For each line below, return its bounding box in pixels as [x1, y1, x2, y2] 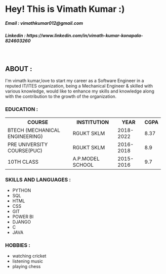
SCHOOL [72, 161, 94, 168]
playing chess [12, 264, 41, 270]
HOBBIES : [5, 241, 31, 248]
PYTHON [12, 187, 31, 193]
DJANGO [12, 219, 31, 225]
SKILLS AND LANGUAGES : [5, 176, 71, 183]
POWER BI [12, 214, 34, 220]
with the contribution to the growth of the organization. [5, 93, 117, 99]
